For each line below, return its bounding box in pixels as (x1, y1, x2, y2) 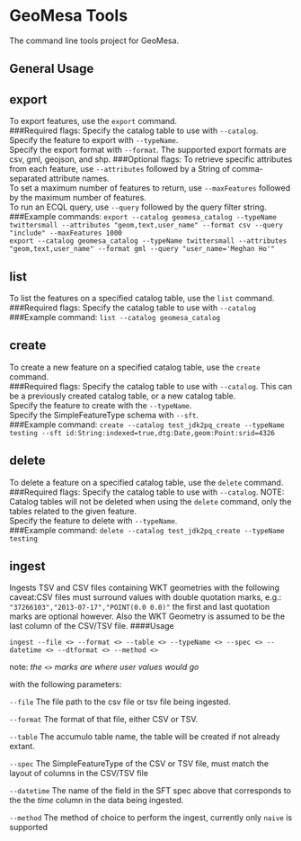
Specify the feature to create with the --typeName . (9, 399, 192, 410)
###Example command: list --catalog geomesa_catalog (9, 311, 221, 322)
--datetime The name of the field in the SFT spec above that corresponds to (9, 785, 292, 796)
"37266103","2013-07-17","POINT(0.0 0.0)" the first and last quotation (9, 602, 270, 613)
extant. (9, 741, 36, 752)
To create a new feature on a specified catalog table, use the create (9, 362, 261, 372)
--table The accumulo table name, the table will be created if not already (9, 731, 280, 742)
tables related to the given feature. (9, 505, 137, 516)
